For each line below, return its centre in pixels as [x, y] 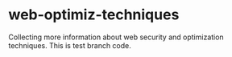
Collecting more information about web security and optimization [116, 37]
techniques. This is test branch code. [70, 45]
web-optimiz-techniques [94, 15]
